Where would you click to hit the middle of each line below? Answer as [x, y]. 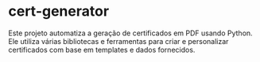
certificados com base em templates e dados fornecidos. [102, 49]
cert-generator [59, 11]
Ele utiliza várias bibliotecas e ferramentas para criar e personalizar [118, 41]
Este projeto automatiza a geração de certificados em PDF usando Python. [130, 33]
